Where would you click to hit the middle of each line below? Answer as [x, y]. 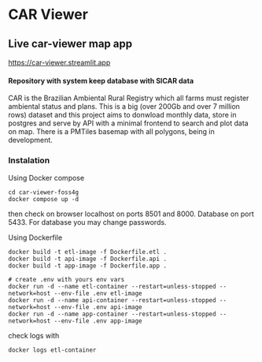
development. [30, 140]
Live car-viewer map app [70, 44]
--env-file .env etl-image [98, 293]
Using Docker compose [46, 177]
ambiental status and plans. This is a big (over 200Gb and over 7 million [124, 106]
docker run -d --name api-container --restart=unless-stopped [112, 300]
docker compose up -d [44, 199]
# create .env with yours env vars [66, 279]
